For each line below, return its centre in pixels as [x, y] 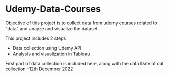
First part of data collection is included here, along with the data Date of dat [84, 63]
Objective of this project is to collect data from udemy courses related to [81, 23]
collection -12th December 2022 [39, 69]
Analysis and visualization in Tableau [51, 54]
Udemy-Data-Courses [53, 9]
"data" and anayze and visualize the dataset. [52, 28]
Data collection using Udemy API [47, 48]
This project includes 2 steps [36, 38]
